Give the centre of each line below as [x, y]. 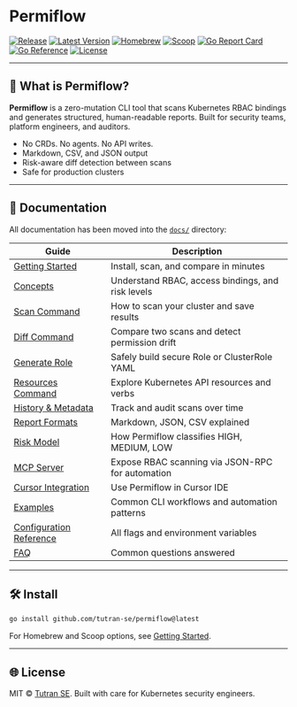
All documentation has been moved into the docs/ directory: [118, 229]
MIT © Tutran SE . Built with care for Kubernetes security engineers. [132, 694]
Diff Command [44, 336]
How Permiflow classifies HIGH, [176, 436]
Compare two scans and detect [175, 331]
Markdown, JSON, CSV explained [180, 422]
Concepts [34, 286]
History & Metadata [54, 407]
